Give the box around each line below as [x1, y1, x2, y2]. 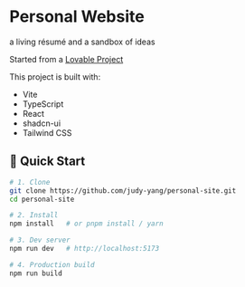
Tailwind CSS [22, 127, 72, 138]
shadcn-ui [22, 118, 61, 129]
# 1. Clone [9, 177, 51, 187]
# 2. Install [9, 211, 59, 220]
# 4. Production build [9, 260, 95, 269]
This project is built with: [9, 71, 101, 82]
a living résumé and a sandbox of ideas [9, 36, 155, 47]
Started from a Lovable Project [9, 53, 124, 64]
